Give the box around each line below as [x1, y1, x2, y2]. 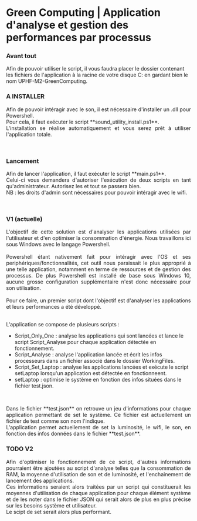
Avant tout [6, 52, 37, 60]
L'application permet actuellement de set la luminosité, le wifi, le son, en [6, 424, 191, 431]
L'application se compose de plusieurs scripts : [6, 321, 120, 328]
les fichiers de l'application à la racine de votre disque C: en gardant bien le [6, 71, 189, 79]
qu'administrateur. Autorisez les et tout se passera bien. [6, 183, 141, 190]
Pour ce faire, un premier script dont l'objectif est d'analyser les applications [6, 297, 191, 304]
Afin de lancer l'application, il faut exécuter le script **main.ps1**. [6, 171, 167, 178]
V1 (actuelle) [6, 215, 43, 223]
